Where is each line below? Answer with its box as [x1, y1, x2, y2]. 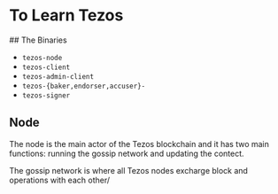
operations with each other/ [9, 175, 111, 185]
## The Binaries [9, 35, 68, 45]
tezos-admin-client [21, 72, 95, 81]
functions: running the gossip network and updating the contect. [9, 148, 245, 159]
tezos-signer [21, 90, 71, 100]
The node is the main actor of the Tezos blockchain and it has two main [9, 138, 270, 149]
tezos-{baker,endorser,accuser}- [21, 81, 146, 90]
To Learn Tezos [9, 5, 124, 26]
